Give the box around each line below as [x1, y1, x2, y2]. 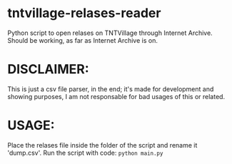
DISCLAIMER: [7, 61, 89, 78]
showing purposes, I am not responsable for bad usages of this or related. [7, 92, 226, 101]
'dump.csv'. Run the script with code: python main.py [7, 148, 163, 157]
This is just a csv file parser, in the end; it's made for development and [7, 84, 214, 93]
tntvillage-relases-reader [7, 5, 161, 21]
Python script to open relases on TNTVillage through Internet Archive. [7, 29, 213, 37]
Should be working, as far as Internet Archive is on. [7, 36, 158, 44]
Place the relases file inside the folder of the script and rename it [7, 140, 198, 149]
